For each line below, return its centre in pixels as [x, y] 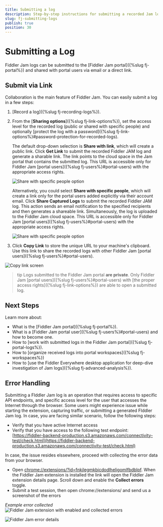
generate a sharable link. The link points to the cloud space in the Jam [82, 156]
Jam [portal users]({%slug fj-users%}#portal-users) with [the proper [86, 280]
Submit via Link [29, 85]
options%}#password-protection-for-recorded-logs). [65, 136]
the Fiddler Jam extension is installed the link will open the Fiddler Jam [83, 475]
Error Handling [27, 383]
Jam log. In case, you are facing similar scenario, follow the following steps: [81, 415]
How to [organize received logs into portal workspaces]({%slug [75, 352]
